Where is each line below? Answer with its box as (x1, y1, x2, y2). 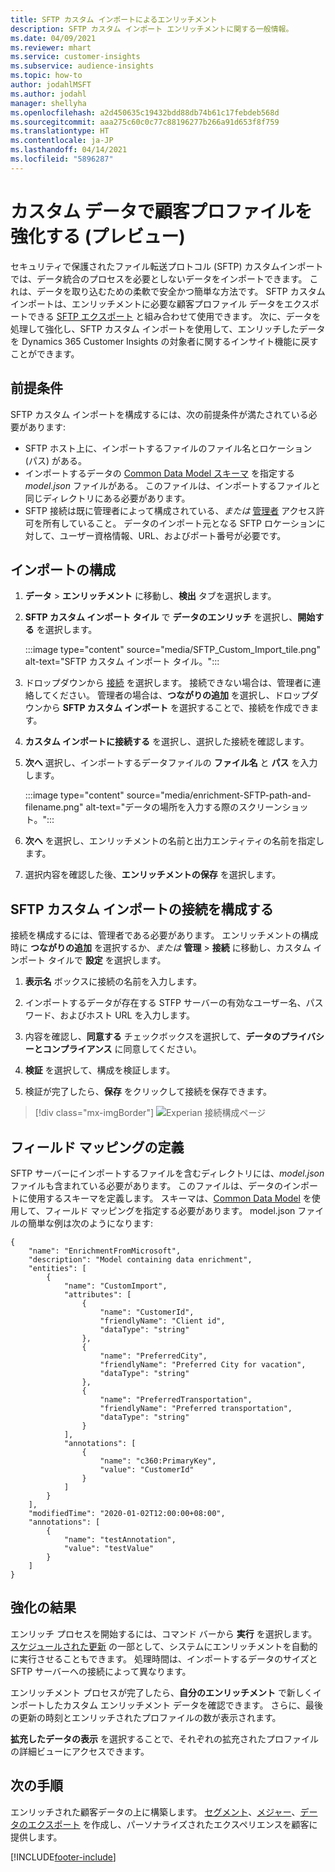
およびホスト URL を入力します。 (59, 1009, 196, 1021)
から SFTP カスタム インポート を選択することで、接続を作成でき (42, 702, 311, 714)
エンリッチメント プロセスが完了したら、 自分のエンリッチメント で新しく (10, 1686, 313, 1698)
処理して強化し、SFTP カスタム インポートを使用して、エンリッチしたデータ (10, 322, 326, 335)
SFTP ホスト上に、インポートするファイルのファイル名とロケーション (24, 442, 313, 454)
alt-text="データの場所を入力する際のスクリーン (85, 801, 283, 813)
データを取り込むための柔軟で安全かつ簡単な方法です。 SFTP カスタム (36, 285, 326, 297)
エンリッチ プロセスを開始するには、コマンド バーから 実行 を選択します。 (10, 1627, 318, 1640)
